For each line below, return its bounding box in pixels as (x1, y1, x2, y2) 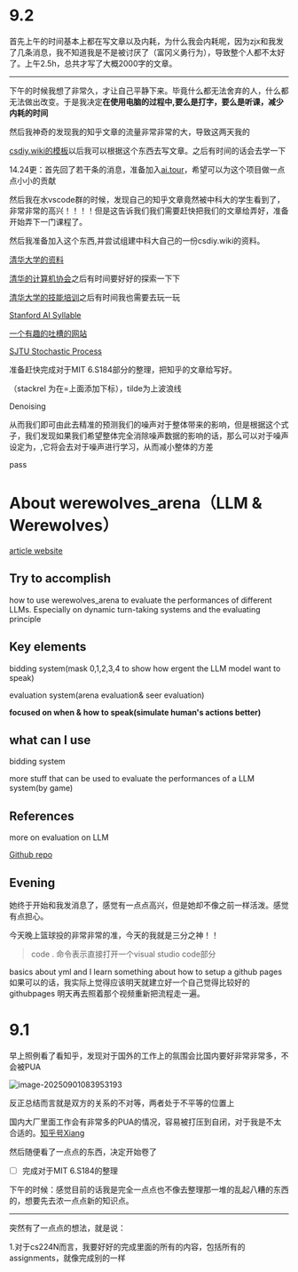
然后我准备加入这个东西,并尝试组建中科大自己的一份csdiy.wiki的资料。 (9, 235, 265, 245)
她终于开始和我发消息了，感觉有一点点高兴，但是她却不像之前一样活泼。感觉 (9, 900, 289, 910)
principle (9, 613, 42, 624)
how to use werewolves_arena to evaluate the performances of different (9, 595, 272, 605)
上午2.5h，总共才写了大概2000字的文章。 (24, 58, 177, 68)
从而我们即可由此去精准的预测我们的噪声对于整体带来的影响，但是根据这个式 (9, 419, 289, 429)
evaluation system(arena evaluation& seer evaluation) (9, 690, 205, 700)
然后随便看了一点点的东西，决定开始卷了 (9, 1146, 157, 1156)
